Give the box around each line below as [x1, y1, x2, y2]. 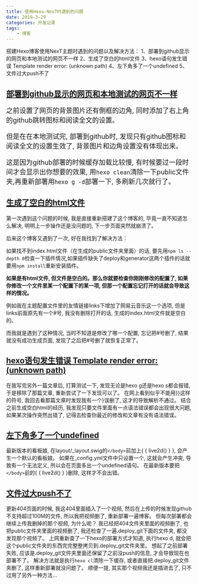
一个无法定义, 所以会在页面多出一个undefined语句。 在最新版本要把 [16, 462, 180, 469]
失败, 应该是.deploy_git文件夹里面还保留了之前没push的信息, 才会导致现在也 [6, 550, 190, 557]
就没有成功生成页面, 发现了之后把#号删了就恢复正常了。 [6, 337, 141, 344]
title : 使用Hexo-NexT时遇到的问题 [6, 8, 84, 15]
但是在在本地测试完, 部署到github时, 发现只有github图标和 [6, 132, 186, 141]
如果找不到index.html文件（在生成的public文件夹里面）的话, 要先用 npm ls [6, 247, 184, 254]
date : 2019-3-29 [6, 14, 46, 20]
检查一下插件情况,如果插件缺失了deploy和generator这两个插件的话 [24, 254, 186, 262]
